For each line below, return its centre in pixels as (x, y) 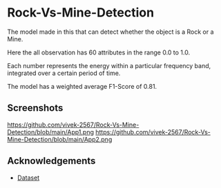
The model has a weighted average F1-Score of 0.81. (82, 86)
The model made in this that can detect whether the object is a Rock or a (110, 32)
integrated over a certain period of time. (64, 73)
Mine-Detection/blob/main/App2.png (60, 139)
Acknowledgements (51, 161)
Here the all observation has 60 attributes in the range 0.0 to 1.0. (99, 52)
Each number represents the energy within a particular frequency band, (109, 65)
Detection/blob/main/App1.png (51, 132)
